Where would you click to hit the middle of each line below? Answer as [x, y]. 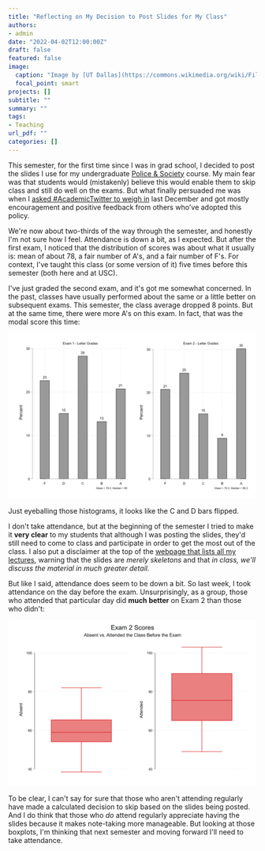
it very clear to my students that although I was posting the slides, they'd [127, 535]
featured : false [35, 58]
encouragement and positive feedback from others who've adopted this [125, 207]
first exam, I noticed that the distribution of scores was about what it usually [131, 247]
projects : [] [30, 92]
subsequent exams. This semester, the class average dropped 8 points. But [131, 305]
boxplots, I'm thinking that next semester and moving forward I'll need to [126, 832]
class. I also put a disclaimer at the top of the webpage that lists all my [122, 552]
